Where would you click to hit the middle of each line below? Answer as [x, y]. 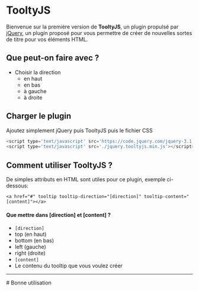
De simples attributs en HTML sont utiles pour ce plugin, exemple [86, 180]
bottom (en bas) [34, 241]
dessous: [17, 186]
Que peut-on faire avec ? [53, 58]
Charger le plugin [39, 116]
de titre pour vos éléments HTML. [47, 39]
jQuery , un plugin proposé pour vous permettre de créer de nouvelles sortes [99, 33]
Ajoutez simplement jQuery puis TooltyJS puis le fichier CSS [79, 130]
